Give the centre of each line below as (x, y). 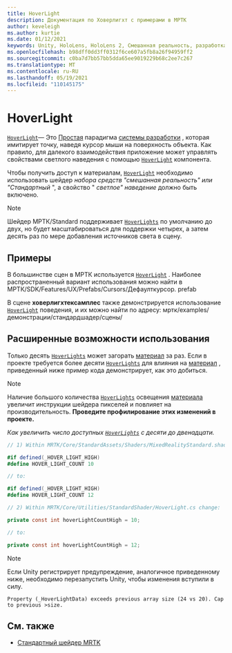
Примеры (29, 258)
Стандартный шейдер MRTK (59, 643)
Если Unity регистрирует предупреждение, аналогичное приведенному (114, 572)
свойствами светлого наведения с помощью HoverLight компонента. (109, 159)
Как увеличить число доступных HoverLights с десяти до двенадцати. (111, 432)
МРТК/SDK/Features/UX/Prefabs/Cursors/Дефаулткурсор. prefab (102, 289)
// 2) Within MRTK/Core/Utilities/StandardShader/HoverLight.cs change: (114, 508)
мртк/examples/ (186, 310)
